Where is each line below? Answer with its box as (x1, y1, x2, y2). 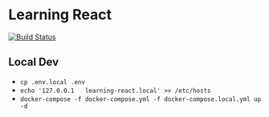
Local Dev (8, 55, 59, 69)
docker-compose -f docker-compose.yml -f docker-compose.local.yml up (19, 95, 262, 103)
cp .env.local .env (19, 78, 86, 86)
